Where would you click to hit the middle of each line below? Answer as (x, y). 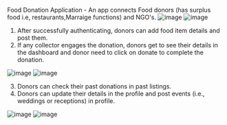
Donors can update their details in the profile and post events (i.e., (111, 93)
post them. (32, 38)
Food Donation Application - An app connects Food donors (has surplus (109, 10)
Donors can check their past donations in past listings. (94, 86)
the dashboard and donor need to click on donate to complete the (110, 52)
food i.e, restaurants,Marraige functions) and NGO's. (82, 17)
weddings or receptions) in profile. (66, 101)
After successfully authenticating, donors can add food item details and (118, 31)
